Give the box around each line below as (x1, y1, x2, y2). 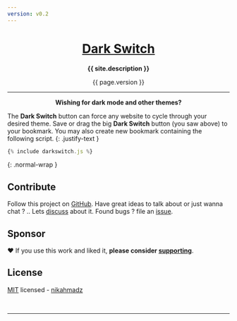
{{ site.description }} (87, 64, 150, 73)
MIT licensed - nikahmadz (7, 285, 83, 293)
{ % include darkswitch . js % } (7, 147, 93, 155)
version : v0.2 (7, 10, 49, 18)
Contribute (7, 181, 56, 193)
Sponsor (7, 227, 46, 240)
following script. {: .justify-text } (7, 134, 99, 143)
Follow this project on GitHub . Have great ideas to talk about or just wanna (7, 200, 224, 208)
